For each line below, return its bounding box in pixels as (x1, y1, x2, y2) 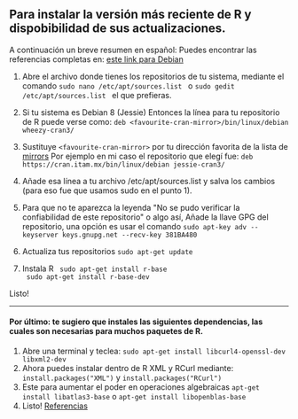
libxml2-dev (21, 355, 67, 364)
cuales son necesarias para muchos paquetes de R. (9, 326, 204, 337)
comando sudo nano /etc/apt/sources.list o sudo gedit (21, 80, 235, 91)
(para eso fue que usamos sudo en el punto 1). (21, 185, 192, 196)
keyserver (21, 230, 59, 239)
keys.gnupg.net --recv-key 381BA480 (61, 230, 198, 239)
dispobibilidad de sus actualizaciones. (9, 21, 226, 36)
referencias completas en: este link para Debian (9, 53, 184, 65)
